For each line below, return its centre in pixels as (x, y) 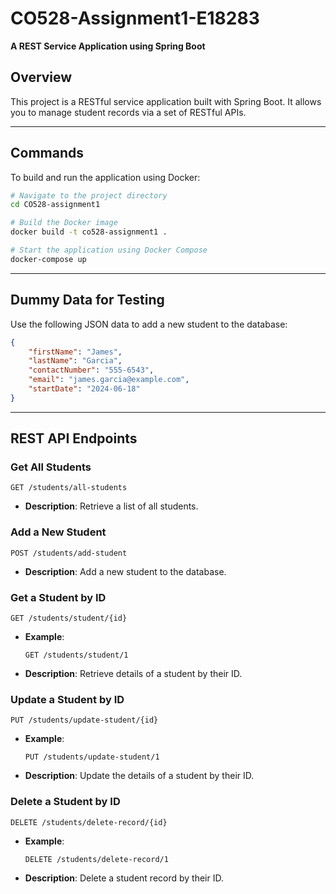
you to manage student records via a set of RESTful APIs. (128, 112)
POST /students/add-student (69, 553)
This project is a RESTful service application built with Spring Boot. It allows (166, 101)
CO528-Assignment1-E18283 (135, 18)
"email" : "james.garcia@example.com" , (109, 380)
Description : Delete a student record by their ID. (124, 878)
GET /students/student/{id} (69, 618)
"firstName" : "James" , (75, 352)
